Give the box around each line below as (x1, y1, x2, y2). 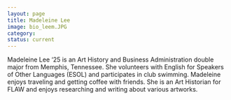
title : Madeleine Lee (7, 17, 71, 24)
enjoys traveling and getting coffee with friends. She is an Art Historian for (7, 78, 221, 86)
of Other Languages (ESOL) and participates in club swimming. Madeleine (7, 71, 221, 79)
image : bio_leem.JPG (7, 23, 68, 30)
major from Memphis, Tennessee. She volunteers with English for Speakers (7, 63, 224, 71)
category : (7, 29, 36, 37)
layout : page (7, 10, 45, 17)
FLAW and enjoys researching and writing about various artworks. (7, 85, 198, 94)
